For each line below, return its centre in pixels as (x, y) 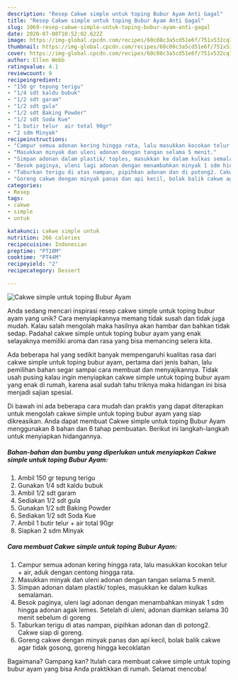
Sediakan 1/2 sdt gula (49, 500)
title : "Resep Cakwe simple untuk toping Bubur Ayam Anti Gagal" (106, 21)
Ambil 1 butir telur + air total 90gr (66, 523)
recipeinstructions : (38, 139)
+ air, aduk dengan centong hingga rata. (76, 572)
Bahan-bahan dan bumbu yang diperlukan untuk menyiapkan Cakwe (112, 452)
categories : (25, 185)
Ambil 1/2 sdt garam (47, 493)
